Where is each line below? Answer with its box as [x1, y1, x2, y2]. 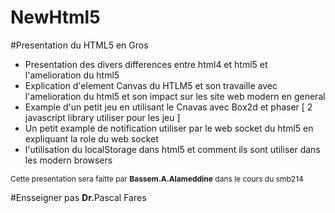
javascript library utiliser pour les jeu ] [24, 111, 181, 123]
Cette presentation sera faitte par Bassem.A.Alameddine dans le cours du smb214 [10, 173, 304, 184]
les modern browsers [24, 154, 113, 166]
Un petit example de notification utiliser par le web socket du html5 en [24, 122, 314, 134]
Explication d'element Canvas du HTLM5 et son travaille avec [24, 79, 278, 91]
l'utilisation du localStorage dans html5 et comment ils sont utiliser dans [24, 143, 321, 155]
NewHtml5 [10, 6, 101, 29]
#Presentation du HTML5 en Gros [10, 39, 149, 51]
